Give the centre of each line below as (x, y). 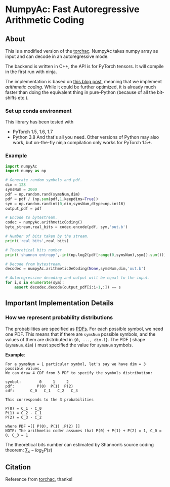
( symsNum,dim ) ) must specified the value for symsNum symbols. (69, 345)
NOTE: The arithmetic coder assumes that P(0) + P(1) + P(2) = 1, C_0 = (83, 431)
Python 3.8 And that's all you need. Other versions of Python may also (86, 137)
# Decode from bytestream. (34, 264)
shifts (11, 98)
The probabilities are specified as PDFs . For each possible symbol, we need (84, 329)
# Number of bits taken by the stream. (47, 236)
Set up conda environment (38, 111)
